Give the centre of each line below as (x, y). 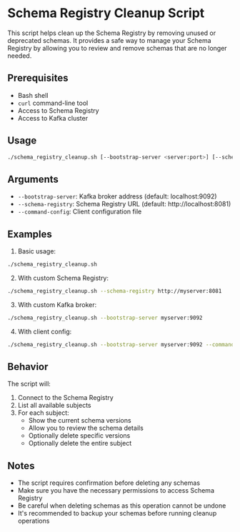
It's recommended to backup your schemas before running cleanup (117, 513)
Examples (30, 234)
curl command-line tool (53, 103)
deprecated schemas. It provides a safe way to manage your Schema (110, 40)
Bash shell (33, 95)
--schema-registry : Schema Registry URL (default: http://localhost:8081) (124, 204)
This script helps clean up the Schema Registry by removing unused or (112, 33)
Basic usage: (36, 251)
